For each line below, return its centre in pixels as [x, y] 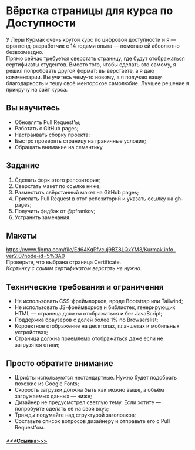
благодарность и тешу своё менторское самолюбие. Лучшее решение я [97, 83]
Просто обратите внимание [60, 363]
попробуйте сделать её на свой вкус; [62, 409]
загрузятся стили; [37, 345]
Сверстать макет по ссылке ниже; [58, 186]
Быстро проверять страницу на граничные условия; [80, 141]
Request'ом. [30, 427]
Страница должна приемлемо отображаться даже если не [89, 338]
